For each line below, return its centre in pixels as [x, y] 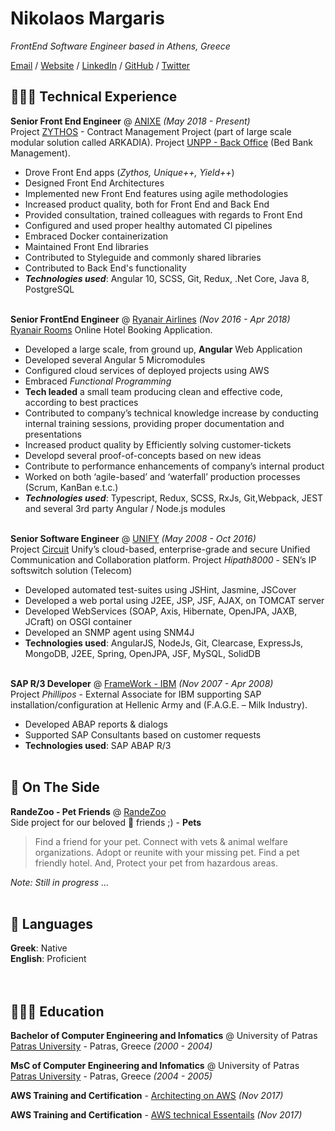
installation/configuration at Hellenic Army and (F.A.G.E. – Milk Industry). [159, 704]
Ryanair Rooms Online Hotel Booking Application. [111, 329]
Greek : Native [39, 948]
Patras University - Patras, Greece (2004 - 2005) [111, 1076]
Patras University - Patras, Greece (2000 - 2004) [111, 1046]
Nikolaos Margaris [87, 18]
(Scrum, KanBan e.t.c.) [71, 487]
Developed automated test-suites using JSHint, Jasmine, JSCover [160, 589]
